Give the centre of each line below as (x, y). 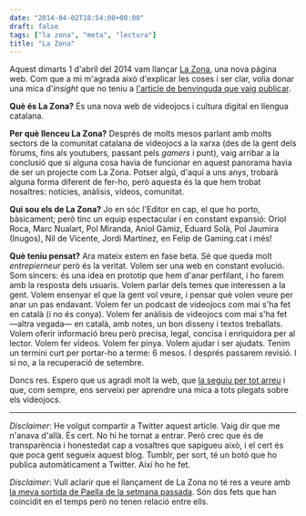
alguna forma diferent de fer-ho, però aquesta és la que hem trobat (135, 182)
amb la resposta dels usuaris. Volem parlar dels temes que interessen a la (148, 285)
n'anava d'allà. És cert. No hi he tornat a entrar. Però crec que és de (137, 436)
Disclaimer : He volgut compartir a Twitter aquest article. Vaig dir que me (145, 426)
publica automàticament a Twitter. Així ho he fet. (100, 465)
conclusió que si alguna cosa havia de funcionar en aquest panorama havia (151, 163)
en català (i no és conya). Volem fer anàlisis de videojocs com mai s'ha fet (148, 315)
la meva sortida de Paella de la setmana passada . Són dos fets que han (143, 492)
